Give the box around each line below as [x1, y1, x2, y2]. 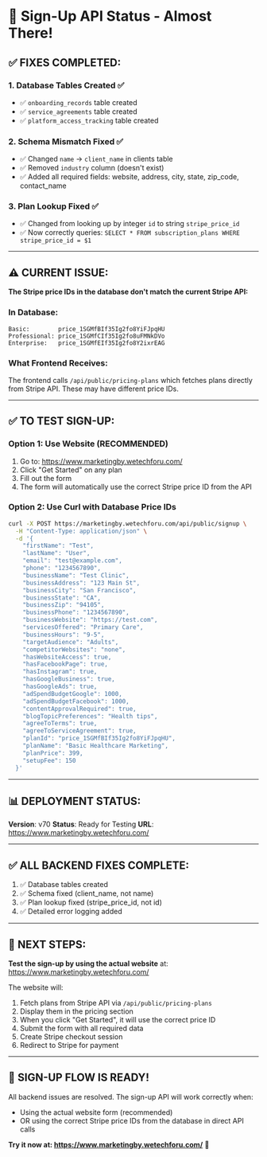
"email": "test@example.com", [22, 557, 123, 565]
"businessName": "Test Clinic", [22, 571, 130, 580]
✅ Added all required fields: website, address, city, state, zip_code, [19, 172, 240, 182]
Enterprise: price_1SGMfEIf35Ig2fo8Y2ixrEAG [8, 338, 165, 347]
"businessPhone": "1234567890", [22, 608, 130, 616]
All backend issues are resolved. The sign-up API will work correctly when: [8, 1092, 253, 1101]
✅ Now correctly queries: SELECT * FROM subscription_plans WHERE [19, 228, 240, 237]
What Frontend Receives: [8, 358, 109, 369]
